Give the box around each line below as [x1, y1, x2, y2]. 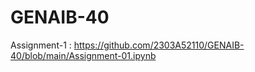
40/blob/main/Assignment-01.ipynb [10, 49, 157, 61]
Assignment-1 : [10, 39, 72, 51]
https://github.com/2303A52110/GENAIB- [73, 39, 245, 51]
